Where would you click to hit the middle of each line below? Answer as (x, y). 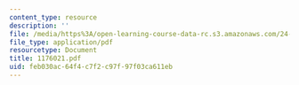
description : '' (39, 26)
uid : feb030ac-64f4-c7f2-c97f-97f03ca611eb (91, 67)
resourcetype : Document (53, 50)
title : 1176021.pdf (45, 58)
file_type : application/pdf (61, 42)
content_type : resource (53, 17)
